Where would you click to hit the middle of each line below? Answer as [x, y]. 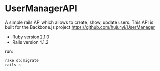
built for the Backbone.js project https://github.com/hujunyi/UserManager [80, 27]
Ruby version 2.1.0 [31, 37]
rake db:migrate [22, 60]
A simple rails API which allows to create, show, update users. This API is [79, 22]
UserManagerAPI [41, 9]
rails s [13, 65]
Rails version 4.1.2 [30, 42]
